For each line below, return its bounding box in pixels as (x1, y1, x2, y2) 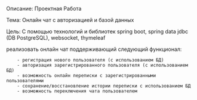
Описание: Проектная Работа (6, 5, 82, 12)
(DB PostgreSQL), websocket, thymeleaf (6, 34, 106, 41)
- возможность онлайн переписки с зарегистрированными (17, 73, 156, 79)
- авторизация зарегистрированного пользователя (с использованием (17, 62, 188, 68)
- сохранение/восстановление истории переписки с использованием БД (17, 83, 191, 89)
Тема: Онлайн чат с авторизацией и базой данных (6, 17, 134, 23)
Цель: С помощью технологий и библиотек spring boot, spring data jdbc (6, 28, 189, 35)
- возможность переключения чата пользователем (17, 88, 137, 94)
